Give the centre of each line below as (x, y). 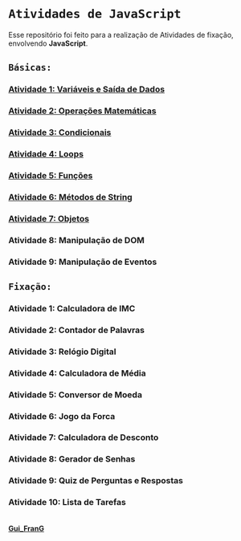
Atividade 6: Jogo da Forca (62, 416)
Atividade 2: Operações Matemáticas (82, 111)
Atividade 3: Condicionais (60, 132)
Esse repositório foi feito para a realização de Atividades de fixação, (121, 35)
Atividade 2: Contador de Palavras (76, 330)
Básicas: (30, 68)
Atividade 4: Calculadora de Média (77, 373)
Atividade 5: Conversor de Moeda (76, 394)
